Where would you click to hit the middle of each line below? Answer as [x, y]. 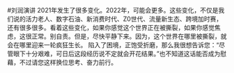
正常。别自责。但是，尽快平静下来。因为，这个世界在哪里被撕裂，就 [129, 36]
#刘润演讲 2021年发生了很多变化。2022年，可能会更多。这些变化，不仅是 [113, 10]
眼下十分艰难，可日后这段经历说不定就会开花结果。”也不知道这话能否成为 [117, 54]
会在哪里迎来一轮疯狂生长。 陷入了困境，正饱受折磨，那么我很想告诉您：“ [113, 45]
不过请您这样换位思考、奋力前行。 [68, 62]
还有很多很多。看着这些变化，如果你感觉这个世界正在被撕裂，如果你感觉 [111, 27]
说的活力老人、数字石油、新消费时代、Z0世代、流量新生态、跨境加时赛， [118, 19]
